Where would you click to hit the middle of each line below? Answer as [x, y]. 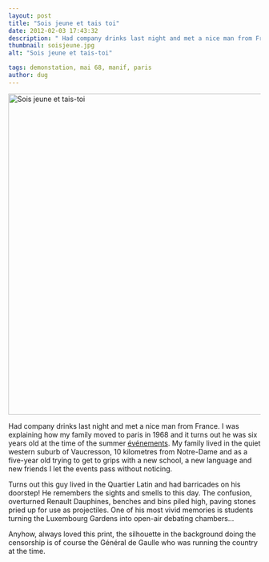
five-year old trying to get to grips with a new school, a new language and [130, 460]
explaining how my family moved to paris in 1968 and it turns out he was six [133, 434]
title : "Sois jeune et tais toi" [64, 23]
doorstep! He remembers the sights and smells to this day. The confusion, [130, 493]
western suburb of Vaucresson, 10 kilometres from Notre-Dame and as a [128, 451]
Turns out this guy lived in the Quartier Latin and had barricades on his [124, 484]
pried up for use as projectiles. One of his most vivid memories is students [131, 510]
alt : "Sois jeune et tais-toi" [60, 53]
